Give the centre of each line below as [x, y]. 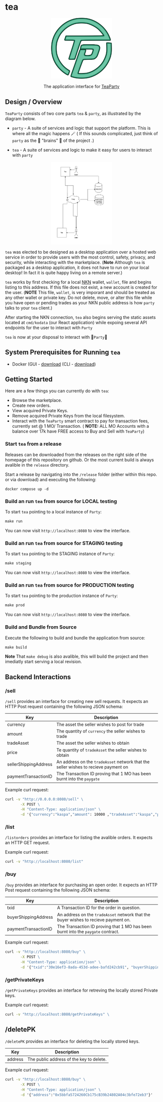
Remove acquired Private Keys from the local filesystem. [68, 416]
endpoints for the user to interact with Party [49, 328]
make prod [15, 605]
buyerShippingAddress [30, 917]
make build [16, 647]
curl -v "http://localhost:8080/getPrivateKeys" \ [57, 1015]
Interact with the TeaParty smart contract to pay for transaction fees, [80, 421]
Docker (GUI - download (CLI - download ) [54, 364]
